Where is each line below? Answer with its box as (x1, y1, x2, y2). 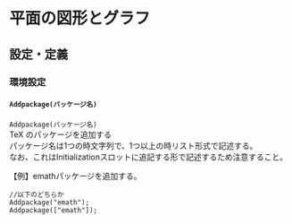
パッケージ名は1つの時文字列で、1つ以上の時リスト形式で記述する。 (9, 140, 258, 151)
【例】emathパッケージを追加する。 (9, 170, 142, 181)
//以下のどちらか (9, 190, 64, 199)
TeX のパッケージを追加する (9, 129, 112, 140)
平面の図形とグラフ (9, 8, 151, 29)
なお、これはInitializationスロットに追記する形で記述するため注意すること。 (9, 151, 288, 162)
